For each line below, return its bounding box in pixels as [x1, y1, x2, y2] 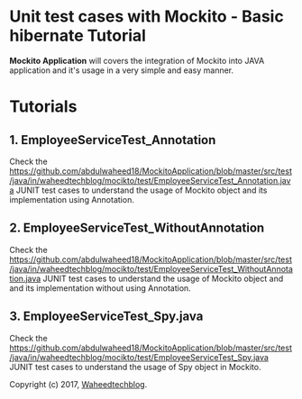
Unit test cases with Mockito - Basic [9, 6, 284, 27]
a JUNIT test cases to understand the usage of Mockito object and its [9, 185, 268, 195]
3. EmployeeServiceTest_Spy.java [9, 309, 204, 324]
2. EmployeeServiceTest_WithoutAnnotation [9, 221, 265, 236]
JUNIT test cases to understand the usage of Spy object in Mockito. [9, 361, 261, 372]
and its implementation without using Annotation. [9, 282, 191, 294]
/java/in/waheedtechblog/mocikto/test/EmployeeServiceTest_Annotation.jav [9, 175, 291, 186]
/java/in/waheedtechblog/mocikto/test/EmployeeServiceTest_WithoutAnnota [9, 263, 293, 274]
